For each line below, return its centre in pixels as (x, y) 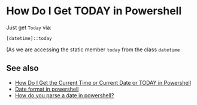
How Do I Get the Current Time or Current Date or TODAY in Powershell (103, 82)
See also (22, 68)
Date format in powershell (47, 89)
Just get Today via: (29, 27)
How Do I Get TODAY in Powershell (94, 11)
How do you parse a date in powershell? (64, 95)
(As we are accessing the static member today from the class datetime (93, 50)
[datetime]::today (29, 38)
